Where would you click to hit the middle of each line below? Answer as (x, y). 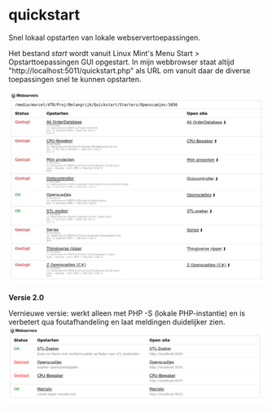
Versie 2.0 (26, 298)
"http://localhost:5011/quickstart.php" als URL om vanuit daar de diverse (129, 70)
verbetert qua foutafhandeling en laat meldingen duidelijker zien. (117, 322)
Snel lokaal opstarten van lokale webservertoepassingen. (105, 37)
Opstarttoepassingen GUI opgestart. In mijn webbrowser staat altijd (121, 62)
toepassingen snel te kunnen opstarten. (75, 79)
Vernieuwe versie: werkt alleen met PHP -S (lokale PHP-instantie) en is (127, 313)
